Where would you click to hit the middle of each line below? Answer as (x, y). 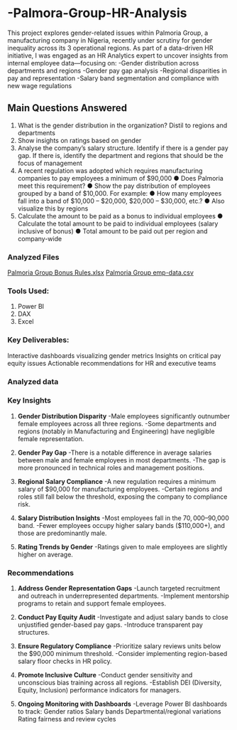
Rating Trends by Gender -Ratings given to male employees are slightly (122, 546)
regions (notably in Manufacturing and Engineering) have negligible (116, 431)
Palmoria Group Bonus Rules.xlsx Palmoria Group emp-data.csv (100, 273)
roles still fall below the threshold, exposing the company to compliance (122, 497)
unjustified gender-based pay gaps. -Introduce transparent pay (110, 625)
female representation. (51, 438)
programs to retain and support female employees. (92, 603)
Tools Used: (28, 291)
